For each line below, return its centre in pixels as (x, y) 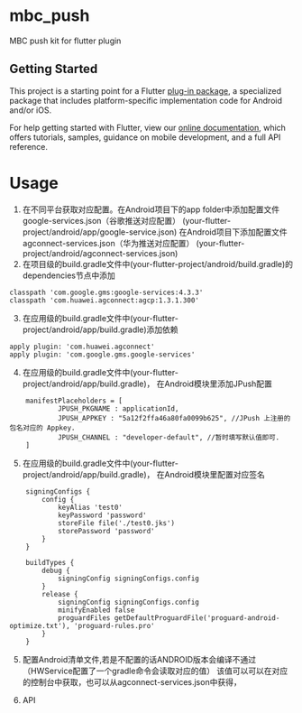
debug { (56, 570)
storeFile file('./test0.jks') (116, 523)
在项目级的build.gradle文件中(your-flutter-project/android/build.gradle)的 (158, 264)
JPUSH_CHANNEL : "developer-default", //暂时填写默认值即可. (169, 437)
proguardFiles (84, 618)
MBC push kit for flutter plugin (65, 41)
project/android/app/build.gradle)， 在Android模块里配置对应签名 (144, 474)
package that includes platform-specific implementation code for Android (146, 100)
